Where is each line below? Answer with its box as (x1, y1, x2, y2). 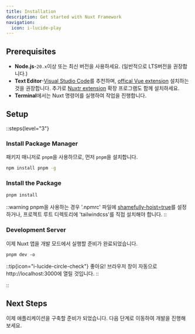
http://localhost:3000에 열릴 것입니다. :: (6, 270, 100, 277)
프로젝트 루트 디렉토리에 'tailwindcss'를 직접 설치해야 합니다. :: (23, 211, 167, 218)
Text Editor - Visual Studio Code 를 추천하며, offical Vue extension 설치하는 (14, 77, 189, 85)
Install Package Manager (6, 139, 78, 147)
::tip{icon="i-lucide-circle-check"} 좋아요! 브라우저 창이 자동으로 (6, 263, 158, 270)
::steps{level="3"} (6, 125, 50, 132)
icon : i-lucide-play (11, 25, 61, 31)
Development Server (6, 226, 66, 234)
